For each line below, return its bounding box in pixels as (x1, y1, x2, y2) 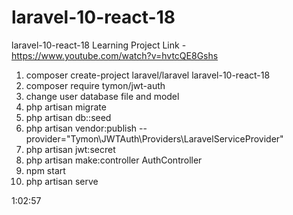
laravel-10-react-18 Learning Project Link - (11, 39, 187, 51)
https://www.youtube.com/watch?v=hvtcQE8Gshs (11, 49, 219, 61)
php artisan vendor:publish (25, 122, 138, 134)
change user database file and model (25, 90, 180, 102)
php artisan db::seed (25, 111, 112, 123)
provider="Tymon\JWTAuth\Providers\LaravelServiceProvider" (25, 132, 284, 145)
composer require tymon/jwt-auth (25, 79, 166, 91)
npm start (25, 164, 66, 176)
